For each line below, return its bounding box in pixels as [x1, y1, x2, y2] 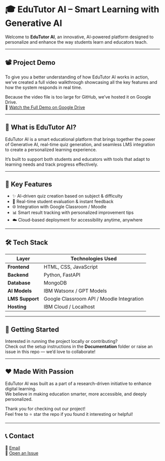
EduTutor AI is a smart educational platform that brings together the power [5, 136, 156, 142]
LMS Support [7, 295, 39, 302]
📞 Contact [5, 432, 34, 440]
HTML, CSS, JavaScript [43, 263, 98, 270]
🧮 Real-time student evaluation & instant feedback [12, 199, 114, 205]
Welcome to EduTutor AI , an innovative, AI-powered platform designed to [5, 34, 154, 40]
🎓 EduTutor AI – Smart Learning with [5, 4, 160, 15]
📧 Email [5, 445, 21, 451]
